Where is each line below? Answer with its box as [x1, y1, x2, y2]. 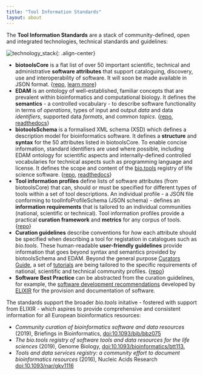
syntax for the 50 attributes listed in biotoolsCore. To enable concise [15, 138, 187, 146]
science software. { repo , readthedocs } [15, 171, 112, 178]
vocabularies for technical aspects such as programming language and [15, 158, 193, 165]
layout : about [6, 15, 42, 21]
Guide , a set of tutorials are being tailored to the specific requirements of [15, 261, 197, 268]
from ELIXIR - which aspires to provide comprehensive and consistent [6, 305, 181, 312]
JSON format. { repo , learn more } [15, 80, 97, 88]
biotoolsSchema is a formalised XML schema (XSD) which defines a [15, 126, 187, 133]
